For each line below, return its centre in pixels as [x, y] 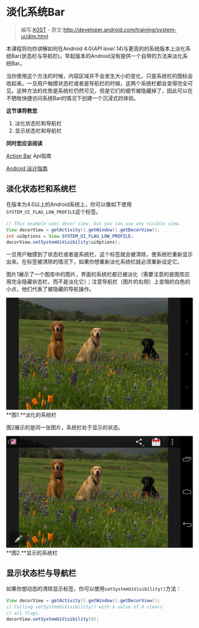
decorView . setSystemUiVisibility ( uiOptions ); [63, 242]
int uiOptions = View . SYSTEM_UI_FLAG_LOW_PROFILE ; [70, 236]
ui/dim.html [34, 36]
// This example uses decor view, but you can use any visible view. [94, 223]
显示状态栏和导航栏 [38, 130]
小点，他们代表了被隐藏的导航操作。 [50, 289]
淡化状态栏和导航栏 [38, 123]
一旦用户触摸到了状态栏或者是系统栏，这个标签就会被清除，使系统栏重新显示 [99, 255]
